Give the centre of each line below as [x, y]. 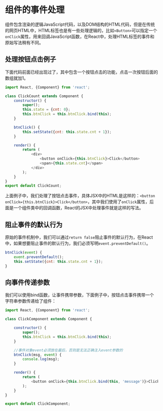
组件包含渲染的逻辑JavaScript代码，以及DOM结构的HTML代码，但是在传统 [80, 24]
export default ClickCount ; [33, 186]
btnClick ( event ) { [24, 253]
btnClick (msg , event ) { [38, 355]
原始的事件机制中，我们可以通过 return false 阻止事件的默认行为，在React [79, 237]
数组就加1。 [16, 78]
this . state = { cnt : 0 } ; [46, 110]
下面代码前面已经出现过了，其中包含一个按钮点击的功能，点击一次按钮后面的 [81, 72]
